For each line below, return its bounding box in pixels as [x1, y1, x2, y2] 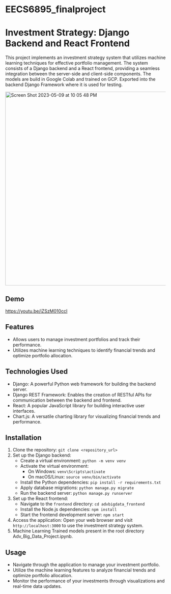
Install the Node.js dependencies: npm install [20, 506, 117, 513]
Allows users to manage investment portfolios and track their [12, 336, 140, 342]
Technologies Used [5, 367, 68, 376]
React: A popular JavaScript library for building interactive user [12, 402, 145, 408]
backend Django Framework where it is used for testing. [5, 81, 123, 88]
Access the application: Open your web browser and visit [12, 517, 133, 523]
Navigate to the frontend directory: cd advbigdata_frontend [20, 501, 145, 507]
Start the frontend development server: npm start [20, 512, 124, 518]
